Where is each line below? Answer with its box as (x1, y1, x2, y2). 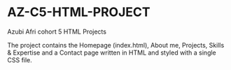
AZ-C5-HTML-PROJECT (7, 4, 150, 20)
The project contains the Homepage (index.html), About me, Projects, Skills (7, 41, 225, 49)
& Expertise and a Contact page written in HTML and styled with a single (7, 48, 217, 57)
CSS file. (7, 55, 33, 64)
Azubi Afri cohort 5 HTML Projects (7, 27, 107, 36)
